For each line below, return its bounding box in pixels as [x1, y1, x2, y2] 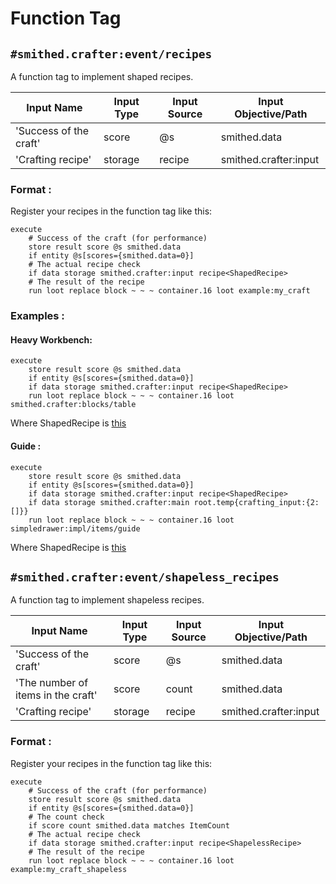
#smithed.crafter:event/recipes [10, 47, 213, 61]
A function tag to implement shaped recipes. [10, 71, 194, 82]
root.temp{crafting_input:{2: [193, 497, 320, 507]
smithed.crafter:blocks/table [10, 400, 137, 410]
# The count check [28, 812, 105, 822]
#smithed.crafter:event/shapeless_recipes [10, 570, 280, 585]
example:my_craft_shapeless [10, 864, 128, 874]
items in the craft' [15, 688, 98, 702]
